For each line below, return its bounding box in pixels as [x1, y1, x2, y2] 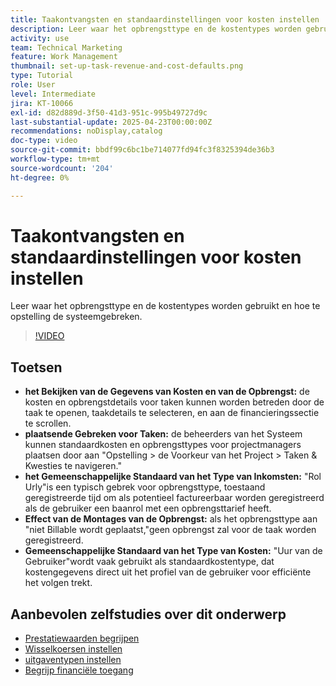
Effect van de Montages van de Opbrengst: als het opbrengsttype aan [24, 513, 318, 525]
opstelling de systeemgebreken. [10, 311, 143, 323]
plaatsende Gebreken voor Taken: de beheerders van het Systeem [24, 428, 303, 440]
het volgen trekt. [24, 577, 93, 589]
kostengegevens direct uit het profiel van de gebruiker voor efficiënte [24, 566, 312, 578]
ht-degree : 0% [10, 172, 70, 183]
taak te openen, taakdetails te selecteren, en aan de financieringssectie [24, 407, 320, 419]
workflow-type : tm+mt [10, 154, 101, 164]
